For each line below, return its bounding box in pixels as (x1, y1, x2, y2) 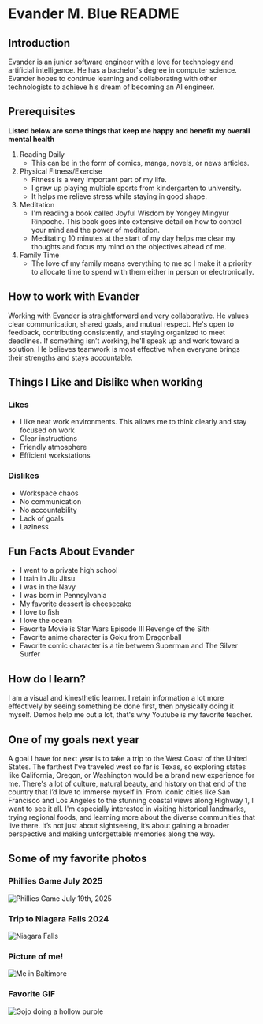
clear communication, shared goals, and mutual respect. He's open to (8, 319, 235, 328)
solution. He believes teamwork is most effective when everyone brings (8, 344, 240, 353)
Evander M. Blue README (8, 5, 180, 23)
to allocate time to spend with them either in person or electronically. (31, 267, 254, 276)
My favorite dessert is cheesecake (19, 599, 132, 608)
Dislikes (8, 470, 39, 481)
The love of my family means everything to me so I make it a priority (31, 258, 252, 268)
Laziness (19, 521, 49, 531)
